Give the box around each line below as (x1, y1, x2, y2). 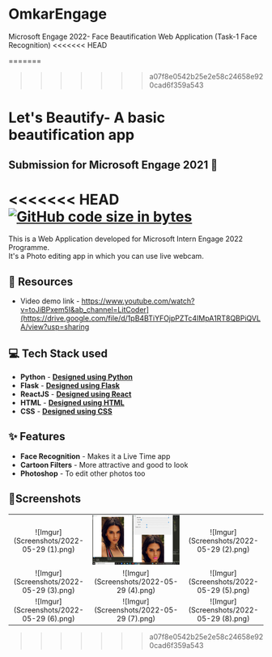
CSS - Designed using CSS (19, 406, 113, 417)
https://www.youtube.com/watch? (81, 296, 195, 306)
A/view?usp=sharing (19, 322, 90, 332)
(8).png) (221, 614, 250, 624)
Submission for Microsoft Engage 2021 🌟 (8, 158, 219, 172)
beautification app (8, 126, 135, 144)
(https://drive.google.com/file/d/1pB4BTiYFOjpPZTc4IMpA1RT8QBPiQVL (19, 313, 261, 324)
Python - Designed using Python (19, 372, 134, 382)
